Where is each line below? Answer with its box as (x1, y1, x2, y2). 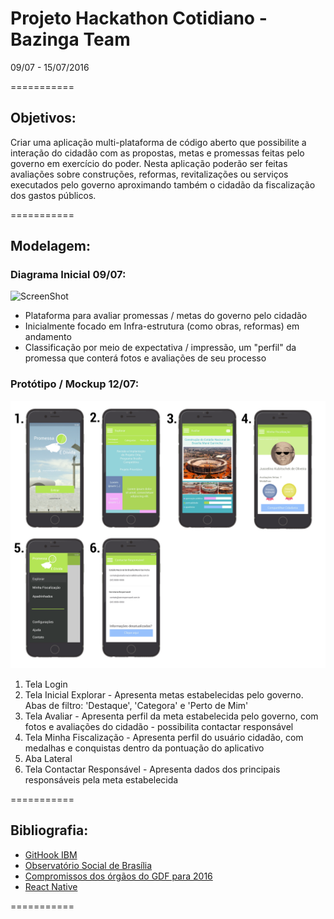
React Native (24, 880, 78, 892)
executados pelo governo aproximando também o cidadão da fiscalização (10, 178, 316, 191)
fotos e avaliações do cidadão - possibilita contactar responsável (24, 720, 294, 732)
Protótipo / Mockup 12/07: (10, 377, 140, 391)
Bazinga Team (10, 28, 131, 51)
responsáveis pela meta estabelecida (24, 773, 179, 786)
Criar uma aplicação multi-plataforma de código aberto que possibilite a (10, 136, 307, 148)
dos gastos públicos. (10, 189, 97, 201)
